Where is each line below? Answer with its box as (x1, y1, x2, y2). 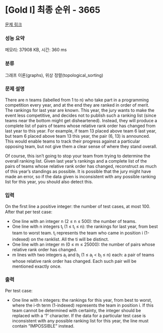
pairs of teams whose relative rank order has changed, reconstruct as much (5, 163, 157, 169)
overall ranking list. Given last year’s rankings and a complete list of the (5, 158, 147, 164)
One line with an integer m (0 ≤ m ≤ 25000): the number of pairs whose (12, 241, 155, 247)
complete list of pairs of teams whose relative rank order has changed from (5, 123, 156, 129)
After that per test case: (5, 209, 52, 215)
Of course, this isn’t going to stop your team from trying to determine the (5, 153, 150, 159)
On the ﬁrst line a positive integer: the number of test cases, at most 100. (5, 203, 150, 209)
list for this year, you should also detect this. (5, 179, 93, 185)
